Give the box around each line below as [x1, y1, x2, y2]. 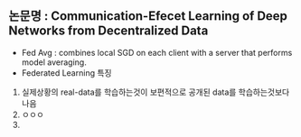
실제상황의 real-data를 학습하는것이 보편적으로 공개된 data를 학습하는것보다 [21, 87, 290, 97]
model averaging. [21, 57, 87, 68]
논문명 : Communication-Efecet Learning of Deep [8, 8, 288, 24]
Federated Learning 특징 [21, 67, 112, 78]
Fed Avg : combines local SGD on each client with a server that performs [21, 47, 293, 58]
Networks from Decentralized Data [8, 23, 209, 39]
